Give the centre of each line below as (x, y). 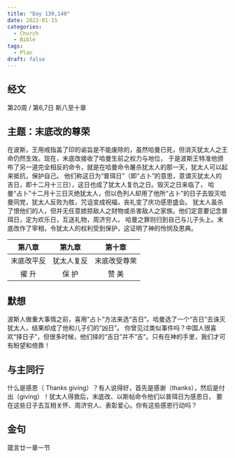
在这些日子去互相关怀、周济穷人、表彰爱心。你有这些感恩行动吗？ (102, 405)
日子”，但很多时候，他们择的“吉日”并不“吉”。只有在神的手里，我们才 (121, 337)
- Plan (23, 53)
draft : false (26, 59)
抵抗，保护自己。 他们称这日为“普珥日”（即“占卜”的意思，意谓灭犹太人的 (117, 176)
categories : (24, 27)
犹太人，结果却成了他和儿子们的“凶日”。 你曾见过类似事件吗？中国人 (106, 328)
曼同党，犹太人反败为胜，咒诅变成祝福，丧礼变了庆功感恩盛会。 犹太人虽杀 (115, 202)
